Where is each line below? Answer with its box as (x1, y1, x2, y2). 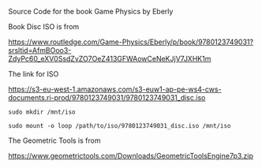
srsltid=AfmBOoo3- (8, 46, 72, 54)
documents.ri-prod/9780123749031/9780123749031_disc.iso (8, 93, 206, 102)
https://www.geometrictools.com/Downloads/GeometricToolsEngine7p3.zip (8, 151, 254, 160)
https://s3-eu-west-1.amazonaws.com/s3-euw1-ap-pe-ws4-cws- (8, 84, 223, 94)
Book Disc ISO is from (8, 22, 80, 31)
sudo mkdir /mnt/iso (8, 108, 77, 116)
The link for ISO (8, 69, 59, 78)
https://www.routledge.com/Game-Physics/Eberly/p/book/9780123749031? (8, 37, 254, 47)
